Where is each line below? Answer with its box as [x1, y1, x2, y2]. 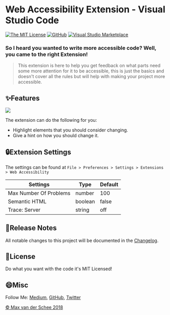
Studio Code [5, 14, 59, 26]
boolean [75, 198, 95, 205]
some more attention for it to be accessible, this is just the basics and [17, 68, 164, 74]
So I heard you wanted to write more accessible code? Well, [5, 44, 157, 51]
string [75, 206, 90, 213]
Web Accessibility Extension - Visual [5, 4, 165, 15]
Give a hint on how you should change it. [12, 133, 99, 139]
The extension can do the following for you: [5, 117, 97, 123]
